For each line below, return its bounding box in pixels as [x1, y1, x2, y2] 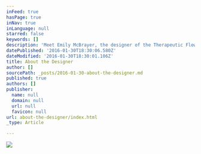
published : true [6, 75, 47, 81]
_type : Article [6, 120, 44, 126]
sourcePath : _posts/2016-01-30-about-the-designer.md [6, 70, 144, 76]
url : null [11, 103, 36, 109]
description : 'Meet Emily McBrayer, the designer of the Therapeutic [6, 42, 184, 48]
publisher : [6, 87, 33, 93]
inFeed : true [6, 8, 39, 15]
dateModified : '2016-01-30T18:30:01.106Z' [6, 53, 114, 59]
